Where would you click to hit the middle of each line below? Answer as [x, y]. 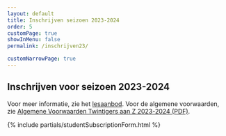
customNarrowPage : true [42, 59]
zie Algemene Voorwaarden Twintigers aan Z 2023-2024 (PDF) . [99, 111]
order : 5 [20, 27]
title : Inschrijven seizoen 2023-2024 [63, 20]
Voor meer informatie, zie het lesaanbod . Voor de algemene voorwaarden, [113, 104]
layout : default [31, 14]
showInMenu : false [34, 40]
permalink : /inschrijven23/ [48, 46]
